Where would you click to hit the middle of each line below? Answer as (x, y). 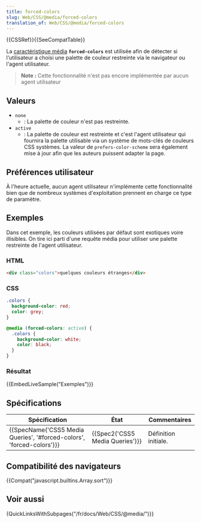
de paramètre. (24, 199)
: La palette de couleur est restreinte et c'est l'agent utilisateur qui (105, 134)
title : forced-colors (33, 12)
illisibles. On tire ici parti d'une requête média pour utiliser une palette (92, 238)
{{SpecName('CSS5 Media (47, 430)
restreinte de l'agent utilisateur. (44, 245)
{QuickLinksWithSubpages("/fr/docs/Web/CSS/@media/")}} (80, 513)
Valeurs (21, 101)
